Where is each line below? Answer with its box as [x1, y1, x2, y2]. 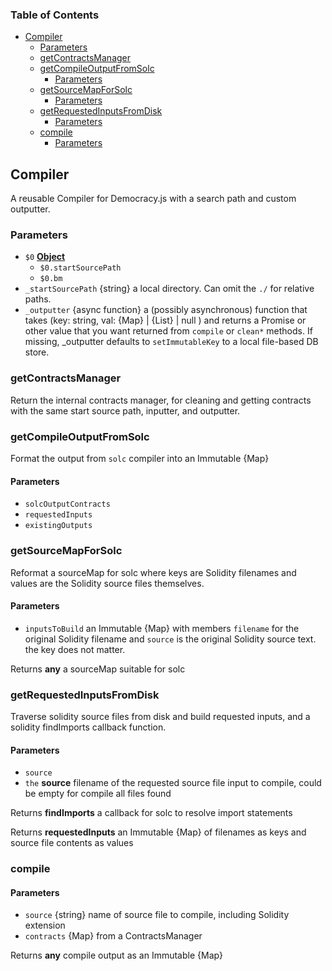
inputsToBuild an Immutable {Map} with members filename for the [24, 622, 300, 634]
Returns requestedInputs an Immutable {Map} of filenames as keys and [10, 826, 307, 838]
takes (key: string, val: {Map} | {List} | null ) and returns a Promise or [24, 314, 307, 327]
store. [24, 346, 50, 358]
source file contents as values [10, 837, 134, 849]
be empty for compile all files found [24, 788, 172, 800]
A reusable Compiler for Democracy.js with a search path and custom [10, 193, 297, 205]
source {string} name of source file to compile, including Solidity [24, 909, 290, 921]
